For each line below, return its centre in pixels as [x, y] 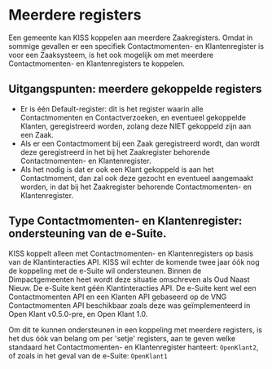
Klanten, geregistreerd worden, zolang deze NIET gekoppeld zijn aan [136, 126]
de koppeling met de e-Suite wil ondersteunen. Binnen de [105, 270]
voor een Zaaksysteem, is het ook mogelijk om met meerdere [111, 55]
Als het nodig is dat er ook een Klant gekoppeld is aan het [117, 169]
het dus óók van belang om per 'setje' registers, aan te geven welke [122, 338]
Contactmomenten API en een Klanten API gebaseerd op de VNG [118, 297]
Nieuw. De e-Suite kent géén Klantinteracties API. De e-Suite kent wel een [132, 288]
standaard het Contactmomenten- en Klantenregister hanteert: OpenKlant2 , [134, 347]
